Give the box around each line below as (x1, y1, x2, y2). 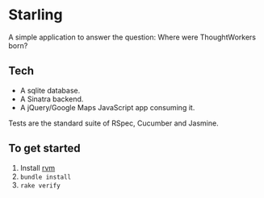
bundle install (19, 173, 72, 181)
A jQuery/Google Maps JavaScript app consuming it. (19, 102, 195, 112)
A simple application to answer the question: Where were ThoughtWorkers (8, 32, 257, 42)
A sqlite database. (19, 85, 81, 95)
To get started (8, 142, 81, 155)
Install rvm (19, 163, 56, 172)
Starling (8, 6, 63, 24)
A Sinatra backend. (19, 94, 84, 104)
